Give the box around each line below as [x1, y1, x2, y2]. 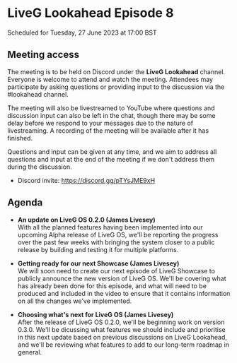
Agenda [7, 196, 43, 209]
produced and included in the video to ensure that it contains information [17, 289, 231, 297]
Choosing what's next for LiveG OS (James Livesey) [17, 310, 174, 319]
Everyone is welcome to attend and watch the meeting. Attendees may [7, 75, 214, 83]
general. [17, 347, 42, 356]
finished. [7, 133, 33, 142]
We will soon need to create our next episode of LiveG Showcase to [17, 266, 216, 275]
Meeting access [7, 49, 80, 61]
